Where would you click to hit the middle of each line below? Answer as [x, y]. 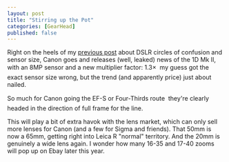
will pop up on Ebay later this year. [56, 151]
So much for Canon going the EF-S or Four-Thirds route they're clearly [108, 99]
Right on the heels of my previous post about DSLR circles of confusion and [115, 52]
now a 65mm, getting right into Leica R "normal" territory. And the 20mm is [114, 136]
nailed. [17, 85]
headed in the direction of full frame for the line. [75, 108]
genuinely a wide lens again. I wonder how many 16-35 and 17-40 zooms [111, 144]
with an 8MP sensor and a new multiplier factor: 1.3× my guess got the [108, 68]
